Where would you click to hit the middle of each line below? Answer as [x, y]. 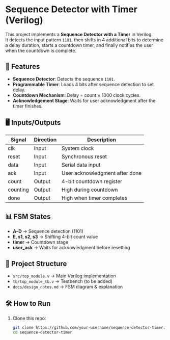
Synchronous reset [84, 156]
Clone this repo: [29, 318]
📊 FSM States [28, 216]
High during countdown [90, 190]
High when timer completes [94, 198]
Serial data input [81, 165]
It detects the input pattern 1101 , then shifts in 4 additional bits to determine [84, 40]
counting [19, 190]
